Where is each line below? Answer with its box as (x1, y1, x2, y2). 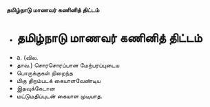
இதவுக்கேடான (16, 84, 56, 92)
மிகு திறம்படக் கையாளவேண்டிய (16, 76, 101, 84)
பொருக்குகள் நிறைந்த (16, 69, 74, 77)
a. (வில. (16, 53, 39, 61)
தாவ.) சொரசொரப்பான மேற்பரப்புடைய (16, 61, 120, 69)
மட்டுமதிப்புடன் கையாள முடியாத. (16, 92, 103, 100)
